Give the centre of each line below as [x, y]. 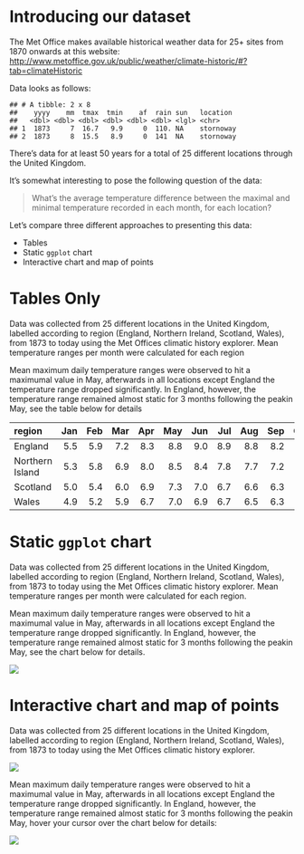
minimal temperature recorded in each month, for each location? [152, 207]
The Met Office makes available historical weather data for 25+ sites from [147, 42]
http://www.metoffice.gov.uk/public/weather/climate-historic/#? [128, 61]
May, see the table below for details [76, 408]
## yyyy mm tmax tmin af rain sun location [121, 112]
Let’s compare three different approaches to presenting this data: [131, 225]
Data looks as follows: [50, 88]
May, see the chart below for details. [77, 652]
